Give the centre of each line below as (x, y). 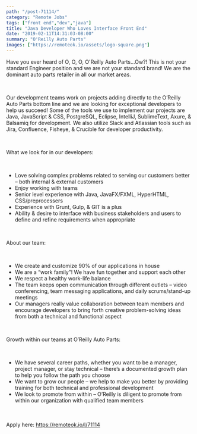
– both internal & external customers (59, 182)
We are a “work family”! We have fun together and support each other (100, 272)
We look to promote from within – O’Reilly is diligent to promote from (98, 394)
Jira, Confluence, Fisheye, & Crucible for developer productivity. (85, 129)
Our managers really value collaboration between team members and (99, 304)
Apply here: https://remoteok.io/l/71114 (53, 424)
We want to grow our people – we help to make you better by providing (101, 381)
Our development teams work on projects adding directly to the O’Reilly (93, 97)
